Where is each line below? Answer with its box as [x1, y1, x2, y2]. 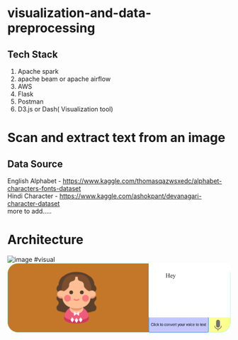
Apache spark [17, 67, 59, 75]
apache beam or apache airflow [17, 75, 111, 83]
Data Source [7, 158, 63, 170]
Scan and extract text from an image [7, 130, 225, 146]
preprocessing [7, 20, 96, 36]
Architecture [7, 232, 84, 248]
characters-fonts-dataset [7, 185, 81, 192]
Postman [17, 97, 44, 106]
